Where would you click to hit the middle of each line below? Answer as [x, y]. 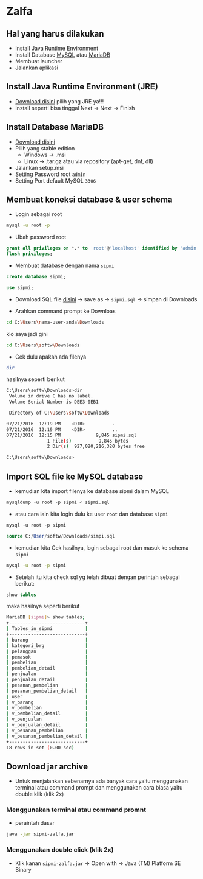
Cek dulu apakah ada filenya [51, 357]
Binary [23, 869]
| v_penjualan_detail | [47, 725]
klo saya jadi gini [27, 334]
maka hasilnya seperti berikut [43, 606]
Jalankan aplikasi [37, 68]
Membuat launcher [38, 61]
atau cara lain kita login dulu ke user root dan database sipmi [92, 514]
